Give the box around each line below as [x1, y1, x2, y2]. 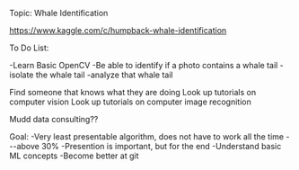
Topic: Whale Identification [9, 8, 109, 18]
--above [9, 141, 40, 151]
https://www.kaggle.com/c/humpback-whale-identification [9, 25, 227, 35]
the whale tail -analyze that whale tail [35, 69, 173, 80]
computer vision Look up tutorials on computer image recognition [9, 96, 251, 107]
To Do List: [9, 42, 49, 53]
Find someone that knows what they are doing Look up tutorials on [9, 87, 257, 97]
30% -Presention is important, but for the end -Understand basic [41, 141, 282, 151]
